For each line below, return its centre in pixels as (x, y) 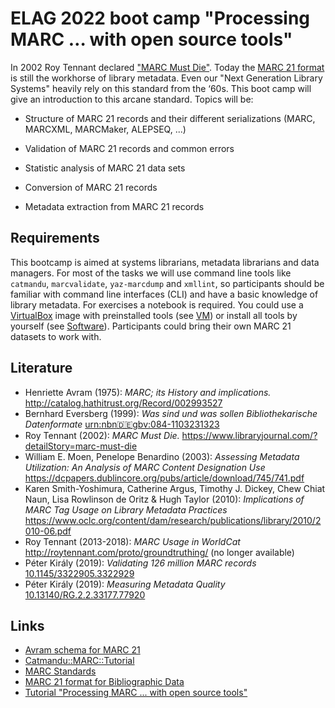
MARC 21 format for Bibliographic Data (104, 682)
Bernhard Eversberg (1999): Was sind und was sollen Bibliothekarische (171, 413)
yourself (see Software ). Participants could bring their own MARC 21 (151, 326)
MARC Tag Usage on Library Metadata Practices (126, 509)
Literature (41, 368)
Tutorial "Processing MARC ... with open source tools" (136, 693)
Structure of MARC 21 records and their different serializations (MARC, (170, 118)
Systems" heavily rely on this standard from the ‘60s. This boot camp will (161, 88)
